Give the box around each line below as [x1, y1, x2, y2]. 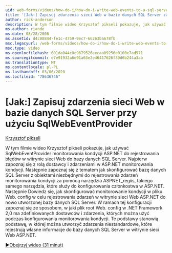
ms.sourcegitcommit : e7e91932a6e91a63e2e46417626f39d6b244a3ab [5, 55, 143, 60]
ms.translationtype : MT [5, 60, 56, 65]
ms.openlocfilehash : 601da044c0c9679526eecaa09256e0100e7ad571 [5, 50, 143, 55]
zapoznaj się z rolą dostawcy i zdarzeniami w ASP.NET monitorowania [5, 161, 154, 167]
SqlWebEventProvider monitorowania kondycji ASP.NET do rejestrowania [5, 150, 159, 156]
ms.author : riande [5, 27, 45, 32]
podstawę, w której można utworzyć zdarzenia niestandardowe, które [5, 221, 153, 227]
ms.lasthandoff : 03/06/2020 [5, 70, 66, 75]
